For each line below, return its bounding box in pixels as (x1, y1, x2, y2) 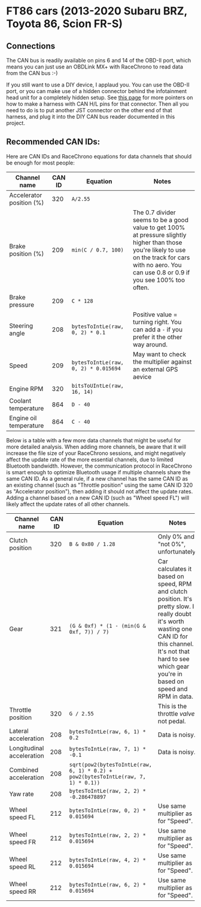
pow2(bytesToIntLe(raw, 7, (69, 773, 147, 780)
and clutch (157, 587, 188, 595)
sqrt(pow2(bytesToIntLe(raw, (69, 761, 153, 768)
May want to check (132, 350, 187, 358)
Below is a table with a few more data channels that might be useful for (6, 436, 181, 444)
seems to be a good (132, 215, 188, 224)
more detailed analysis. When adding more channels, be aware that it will (6, 443, 187, 450)
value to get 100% (132, 223, 185, 232)
